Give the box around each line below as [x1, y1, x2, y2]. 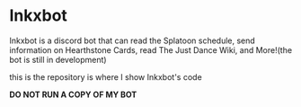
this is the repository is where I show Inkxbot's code [9, 71, 202, 82]
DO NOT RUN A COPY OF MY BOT [9, 89, 137, 100]
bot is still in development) [9, 54, 107, 65]
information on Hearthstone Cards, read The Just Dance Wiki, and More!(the [9, 44, 293, 55]
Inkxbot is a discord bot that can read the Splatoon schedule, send [9, 35, 256, 46]
